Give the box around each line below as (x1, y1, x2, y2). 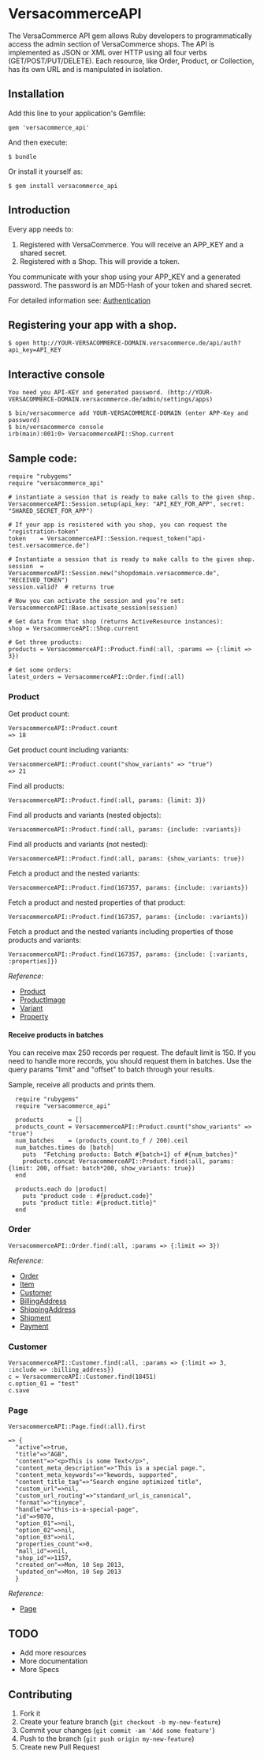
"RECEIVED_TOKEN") (8, 576, 69, 584)
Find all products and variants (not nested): (8, 839, 148, 849)
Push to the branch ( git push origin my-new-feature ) (19, 1734, 195, 1743)
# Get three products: (8, 638, 83, 646)
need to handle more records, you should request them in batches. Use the (8, 1056, 252, 1065)
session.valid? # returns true (8, 583, 114, 591)
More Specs (19, 1665, 60, 1674)
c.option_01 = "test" (8, 1380, 80, 1388)
